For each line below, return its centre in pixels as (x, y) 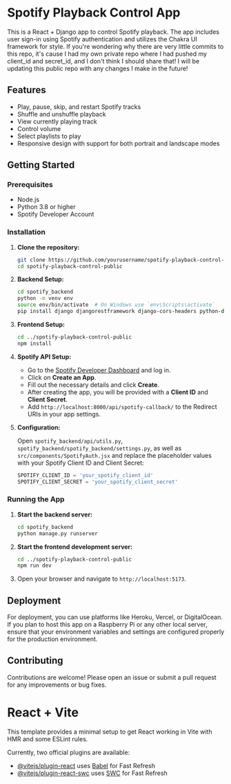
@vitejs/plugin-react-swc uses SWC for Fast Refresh (92, 773)
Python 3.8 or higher (46, 207)
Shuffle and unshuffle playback (61, 114)
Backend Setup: (40, 279)
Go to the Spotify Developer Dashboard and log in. (99, 370)
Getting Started (41, 165)
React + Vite (43, 713)
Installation (27, 232)
